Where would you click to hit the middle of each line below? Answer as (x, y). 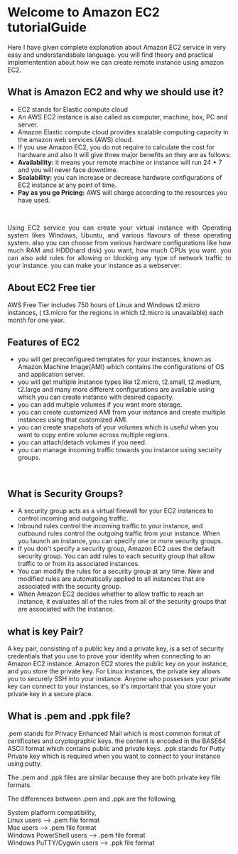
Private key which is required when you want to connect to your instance (114, 756)
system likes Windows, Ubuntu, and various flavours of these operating (119, 235)
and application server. (51, 375)
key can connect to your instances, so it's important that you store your (112, 686)
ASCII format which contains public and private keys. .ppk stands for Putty (116, 748)
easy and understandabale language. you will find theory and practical (110, 55)
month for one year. (36, 320)
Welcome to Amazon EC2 (83, 12)
